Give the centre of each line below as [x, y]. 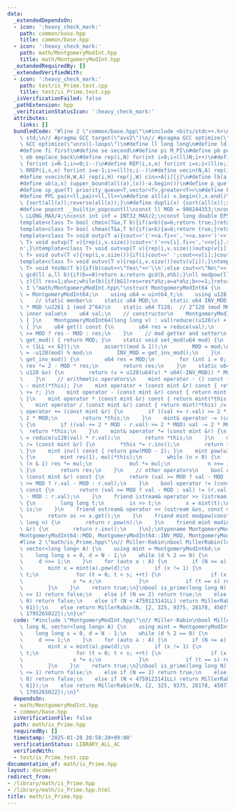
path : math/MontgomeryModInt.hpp [69, 53]
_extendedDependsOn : [43, 20]
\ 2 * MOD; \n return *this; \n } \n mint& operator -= [119, 418]
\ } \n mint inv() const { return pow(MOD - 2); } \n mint [114, 451]
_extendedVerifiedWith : [48, 72]
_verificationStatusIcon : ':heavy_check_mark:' [84, 112]
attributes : [31, 118]
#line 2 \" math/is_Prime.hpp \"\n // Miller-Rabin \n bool [101, 542]
